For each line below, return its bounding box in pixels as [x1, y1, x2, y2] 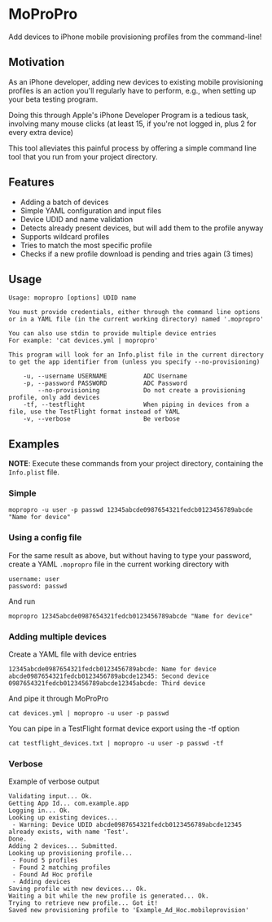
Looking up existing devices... [8, 814, 118, 822]
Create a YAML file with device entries [8, 649, 137, 659]
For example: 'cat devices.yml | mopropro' [8, 337, 159, 345]
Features [8, 176, 55, 190]
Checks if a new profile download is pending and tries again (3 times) [20, 249, 254, 259]
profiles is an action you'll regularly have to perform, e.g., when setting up [8, 85, 257, 95]
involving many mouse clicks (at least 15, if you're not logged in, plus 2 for [8, 119, 257, 129]
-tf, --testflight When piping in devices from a [23, 400, 250, 409]
